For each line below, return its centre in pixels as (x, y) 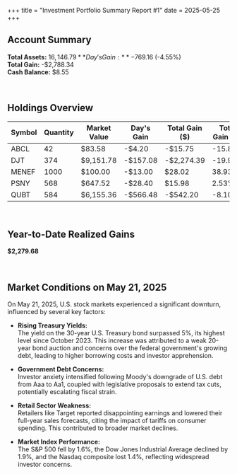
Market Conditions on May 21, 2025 (87, 287)
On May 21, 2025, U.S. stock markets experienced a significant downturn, (114, 304)
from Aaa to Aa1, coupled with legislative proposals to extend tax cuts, (120, 384)
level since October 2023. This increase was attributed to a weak (112, 341)
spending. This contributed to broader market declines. (98, 428)
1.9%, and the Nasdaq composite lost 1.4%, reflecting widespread (113, 457)
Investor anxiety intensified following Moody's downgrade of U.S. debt (120, 377)
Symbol (24, 132)
